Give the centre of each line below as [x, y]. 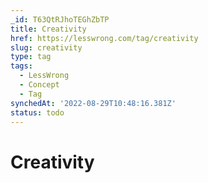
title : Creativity [48, 29]
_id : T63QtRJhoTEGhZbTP [60, 19]
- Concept [39, 85]
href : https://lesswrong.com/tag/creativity [104, 38]
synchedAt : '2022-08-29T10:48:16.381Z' [93, 103]
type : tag [31, 57]
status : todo [37, 112]
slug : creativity [46, 47]
